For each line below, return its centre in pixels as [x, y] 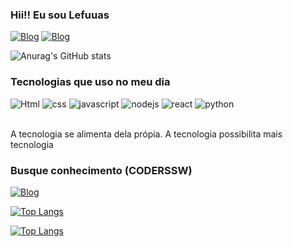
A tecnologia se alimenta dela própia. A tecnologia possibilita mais [146, 134]
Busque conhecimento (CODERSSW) [101, 170]
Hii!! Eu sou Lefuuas [60, 15]
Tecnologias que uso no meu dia [90, 82]
